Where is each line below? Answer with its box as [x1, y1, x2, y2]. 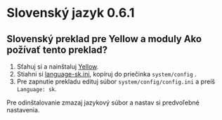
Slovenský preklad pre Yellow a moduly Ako [6, 33, 202, 45]
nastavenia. [6, 106, 40, 114]
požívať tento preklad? [6, 44, 108, 55]
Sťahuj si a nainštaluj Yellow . [16, 62, 99, 71]
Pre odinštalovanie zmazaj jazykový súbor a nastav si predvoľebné [6, 98, 200, 107]
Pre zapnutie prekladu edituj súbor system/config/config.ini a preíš [16, 77, 216, 86]
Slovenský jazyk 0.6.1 [6, 5, 135, 21]
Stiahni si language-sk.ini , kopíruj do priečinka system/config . [16, 70, 197, 78]
